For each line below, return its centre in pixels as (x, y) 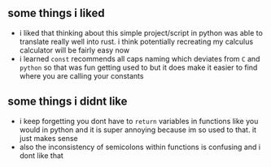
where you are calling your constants (81, 75)
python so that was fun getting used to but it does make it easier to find (138, 67)
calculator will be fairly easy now (74, 50)
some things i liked (56, 13)
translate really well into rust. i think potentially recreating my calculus (136, 41)
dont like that (42, 155)
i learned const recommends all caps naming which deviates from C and (140, 58)
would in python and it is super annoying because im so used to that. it (138, 130)
